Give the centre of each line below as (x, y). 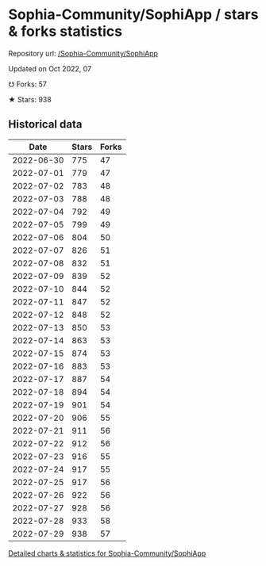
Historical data (45, 124)
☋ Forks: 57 (28, 84)
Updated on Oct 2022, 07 (50, 68)
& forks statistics (66, 31)
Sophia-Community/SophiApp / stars (133, 15)
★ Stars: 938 (30, 99)
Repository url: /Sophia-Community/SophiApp (83, 53)
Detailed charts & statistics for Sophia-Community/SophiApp (107, 553)
